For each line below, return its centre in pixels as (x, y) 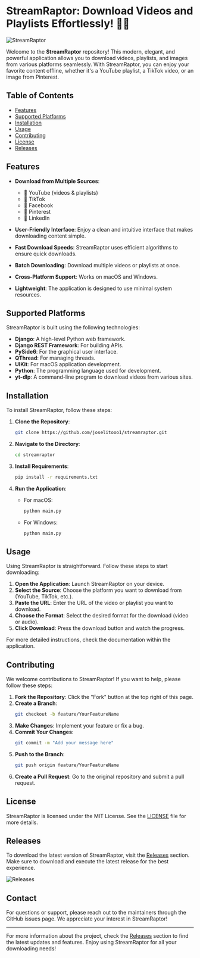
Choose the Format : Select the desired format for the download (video (101, 616)
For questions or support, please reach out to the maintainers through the (96, 913)
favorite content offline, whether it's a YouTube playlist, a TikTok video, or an (100, 70)
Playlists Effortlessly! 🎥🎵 (68, 24)
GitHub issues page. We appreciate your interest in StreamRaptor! (87, 919)
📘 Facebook (38, 205)
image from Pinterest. (33, 77)
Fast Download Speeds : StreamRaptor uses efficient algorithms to (96, 247)
